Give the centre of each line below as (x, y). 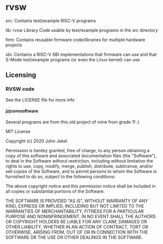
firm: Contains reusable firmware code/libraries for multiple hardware (76, 40)
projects (14, 45)
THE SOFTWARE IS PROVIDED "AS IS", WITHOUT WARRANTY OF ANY (77, 201)
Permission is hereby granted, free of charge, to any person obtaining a (78, 150)
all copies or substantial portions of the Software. (55, 191)
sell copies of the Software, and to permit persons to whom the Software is (81, 171)
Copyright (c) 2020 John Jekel (36, 141)
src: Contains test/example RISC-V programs (51, 21)
